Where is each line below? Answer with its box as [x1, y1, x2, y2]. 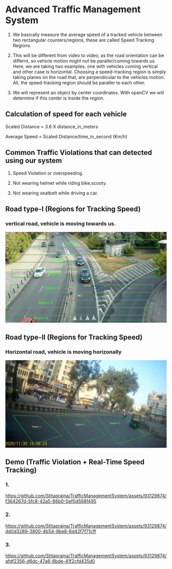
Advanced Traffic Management [5, 4, 141, 15]
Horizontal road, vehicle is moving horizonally [5, 348, 122, 355]
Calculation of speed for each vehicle [5, 110, 127, 119]
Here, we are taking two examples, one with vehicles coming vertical [12, 63, 158, 69]
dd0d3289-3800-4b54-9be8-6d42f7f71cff [5, 528, 96, 534]
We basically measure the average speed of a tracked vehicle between [12, 31, 163, 37]
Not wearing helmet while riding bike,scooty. [12, 180, 107, 186]
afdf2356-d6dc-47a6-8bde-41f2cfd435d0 [5, 558, 95, 564]
